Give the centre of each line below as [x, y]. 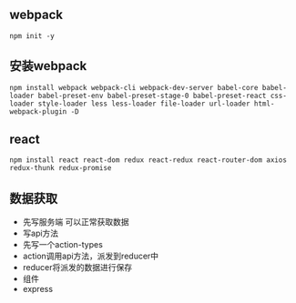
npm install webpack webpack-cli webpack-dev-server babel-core [134, 87]
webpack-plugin [38, 111]
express [37, 289]
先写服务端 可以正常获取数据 [76, 222]
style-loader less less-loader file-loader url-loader [144, 104]
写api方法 [41, 233]
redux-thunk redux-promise [61, 168]
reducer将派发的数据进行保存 [77, 268]
